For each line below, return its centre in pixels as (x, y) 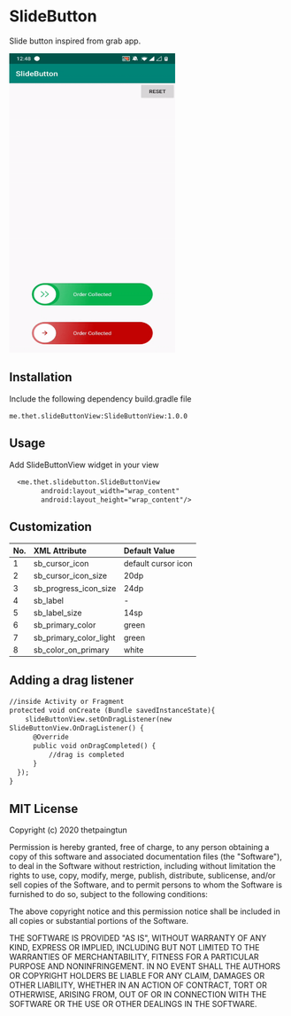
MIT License (44, 809)
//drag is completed (86, 755)
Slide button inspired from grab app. (75, 41)
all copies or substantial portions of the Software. (99, 921)
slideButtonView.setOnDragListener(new (99, 720)
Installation (41, 377)
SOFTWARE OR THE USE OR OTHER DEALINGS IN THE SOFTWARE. (133, 1004)
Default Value (149, 551)
